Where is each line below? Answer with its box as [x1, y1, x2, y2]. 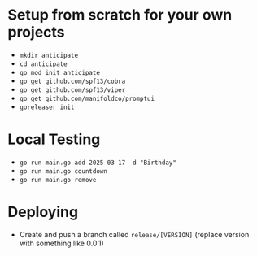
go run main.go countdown [19, 167, 107, 176]
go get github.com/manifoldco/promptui [19, 94, 155, 102]
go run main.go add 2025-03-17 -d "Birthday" [19, 158, 176, 167]
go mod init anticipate [19, 68, 101, 76]
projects [7, 23, 66, 41]
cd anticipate [19, 59, 68, 68]
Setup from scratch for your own [7, 6, 233, 24]
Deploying [7, 203, 79, 221]
